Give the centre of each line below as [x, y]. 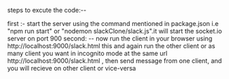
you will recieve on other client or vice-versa [72, 68]
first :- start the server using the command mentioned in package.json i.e [113, 23]
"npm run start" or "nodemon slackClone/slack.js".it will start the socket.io [115, 31]
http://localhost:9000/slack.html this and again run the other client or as [111, 46]
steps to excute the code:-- [47, 10]
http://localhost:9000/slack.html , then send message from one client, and [115, 61]
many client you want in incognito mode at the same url [87, 53]
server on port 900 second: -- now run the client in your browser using [110, 38]
